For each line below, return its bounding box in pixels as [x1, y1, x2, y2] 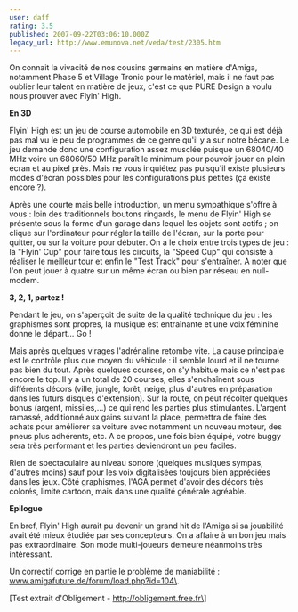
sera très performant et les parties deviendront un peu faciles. [9, 440, 238, 451]
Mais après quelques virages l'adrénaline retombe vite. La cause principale [9, 346, 285, 356]
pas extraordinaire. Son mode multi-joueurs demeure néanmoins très [9, 540, 262, 551]
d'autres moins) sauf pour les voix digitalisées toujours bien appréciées [9, 467, 271, 477]
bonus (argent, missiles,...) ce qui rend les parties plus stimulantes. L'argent [9, 403, 286, 413]
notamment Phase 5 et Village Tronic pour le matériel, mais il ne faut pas [9, 72, 275, 83]
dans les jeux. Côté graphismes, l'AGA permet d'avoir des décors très [9, 477, 264, 487]
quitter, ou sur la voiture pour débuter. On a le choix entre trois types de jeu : [9, 237, 289, 248]
